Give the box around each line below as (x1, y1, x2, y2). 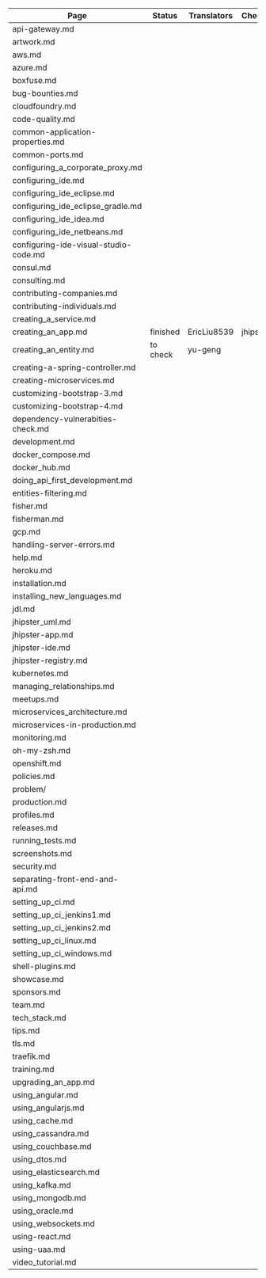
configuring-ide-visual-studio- (12, 239, 132, 250)
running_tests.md (12, 835, 77, 846)
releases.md (12, 823, 58, 833)
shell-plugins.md (12, 961, 77, 972)
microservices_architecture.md (12, 706, 128, 717)
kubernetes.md (12, 668, 69, 679)
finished (150, 326, 180, 337)
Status (152, 10, 178, 21)
